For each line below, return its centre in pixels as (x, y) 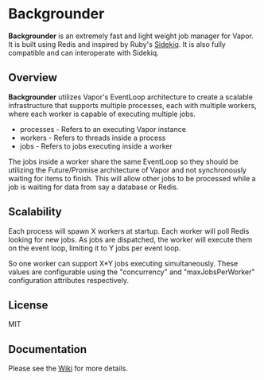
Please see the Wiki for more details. (68, 368)
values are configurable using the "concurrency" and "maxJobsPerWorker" (132, 272)
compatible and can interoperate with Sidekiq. (83, 52)
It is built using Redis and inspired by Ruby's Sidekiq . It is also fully (117, 44)
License (28, 305)
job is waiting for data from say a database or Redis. (93, 187)
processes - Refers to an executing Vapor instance (103, 129)
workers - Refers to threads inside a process (93, 138)
